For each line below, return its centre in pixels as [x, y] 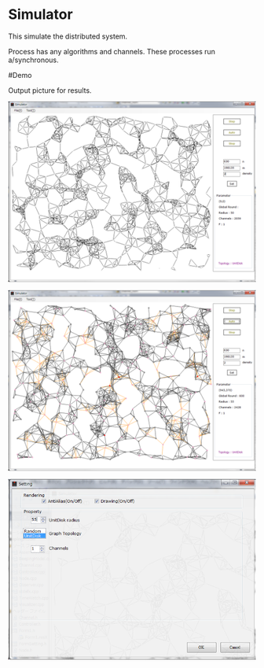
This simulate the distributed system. [68, 36]
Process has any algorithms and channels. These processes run [112, 51]
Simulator [40, 15]
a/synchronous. [33, 60]
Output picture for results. [50, 90]
